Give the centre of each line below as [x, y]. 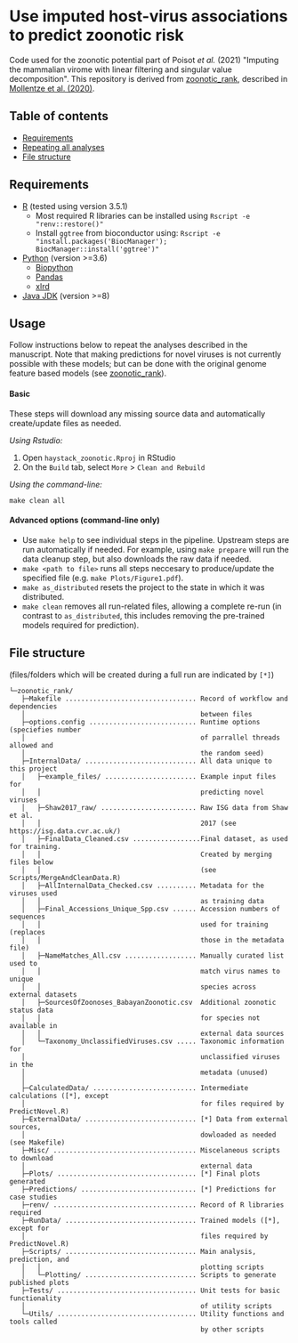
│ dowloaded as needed [149, 1135]
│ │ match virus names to [150, 971]
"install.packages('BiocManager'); [101, 241]
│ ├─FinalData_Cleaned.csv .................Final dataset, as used [155, 838]
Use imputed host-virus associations [149, 16]
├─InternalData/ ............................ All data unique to [147, 761]
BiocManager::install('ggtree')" [97, 249]
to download [31, 1158]
